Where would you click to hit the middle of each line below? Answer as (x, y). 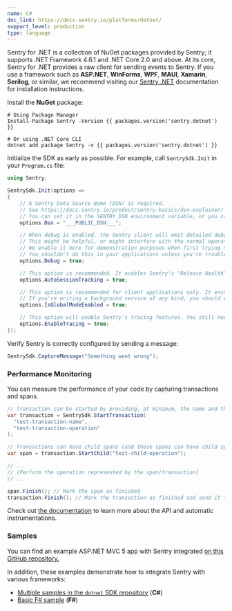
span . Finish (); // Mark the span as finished (74, 491)
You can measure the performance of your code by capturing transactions (113, 389)
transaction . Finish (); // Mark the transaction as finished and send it (114, 498)
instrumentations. (32, 518)
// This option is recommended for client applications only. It (116, 292)
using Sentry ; (28, 178)
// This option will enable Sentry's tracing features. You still (117, 318)
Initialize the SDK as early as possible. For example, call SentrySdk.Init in (112, 158)
